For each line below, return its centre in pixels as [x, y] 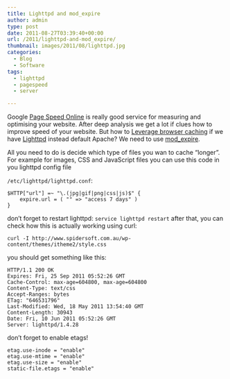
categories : [24, 53]
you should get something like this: [57, 258]
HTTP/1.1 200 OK [30, 270]
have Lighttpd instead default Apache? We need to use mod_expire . [104, 139]
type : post [23, 26]
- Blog [23, 59]
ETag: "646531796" [34, 301]
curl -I [18, 239]
